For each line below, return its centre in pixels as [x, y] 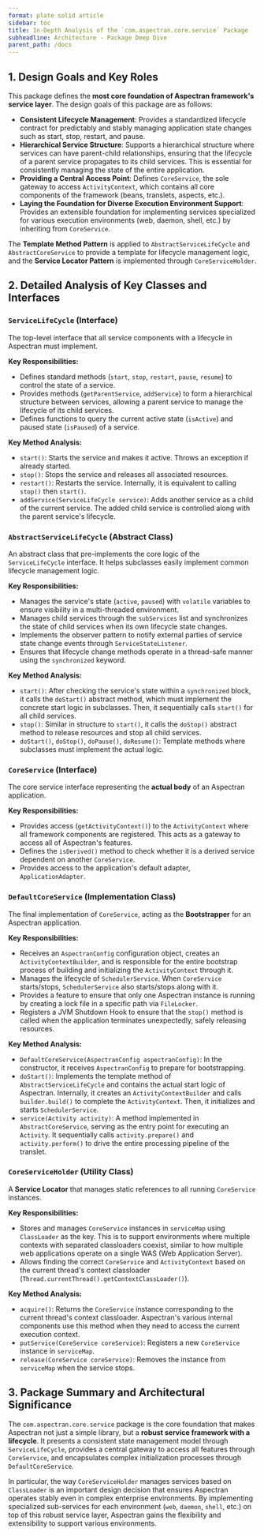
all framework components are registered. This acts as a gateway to [130, 835]
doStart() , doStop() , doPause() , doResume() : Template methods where [132, 741]
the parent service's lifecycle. [67, 516]
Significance [40, 1405]
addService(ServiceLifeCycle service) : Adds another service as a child [136, 499]
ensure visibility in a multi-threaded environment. [99, 610]
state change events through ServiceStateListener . [103, 643]
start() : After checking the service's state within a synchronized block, [135, 690]
